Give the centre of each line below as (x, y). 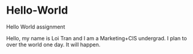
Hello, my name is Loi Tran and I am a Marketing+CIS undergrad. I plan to (96, 38)
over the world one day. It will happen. (53, 45)
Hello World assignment (36, 27)
